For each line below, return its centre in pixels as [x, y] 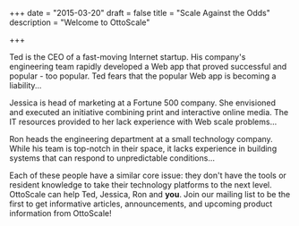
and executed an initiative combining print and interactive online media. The [149, 112]
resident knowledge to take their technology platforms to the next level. [141, 185]
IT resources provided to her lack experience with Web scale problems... [143, 121]
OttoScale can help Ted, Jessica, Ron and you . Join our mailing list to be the [150, 194]
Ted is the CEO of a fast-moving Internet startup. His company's [128, 57]
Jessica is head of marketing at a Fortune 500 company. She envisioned [142, 103]
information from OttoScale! [60, 213]
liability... [26, 85]
